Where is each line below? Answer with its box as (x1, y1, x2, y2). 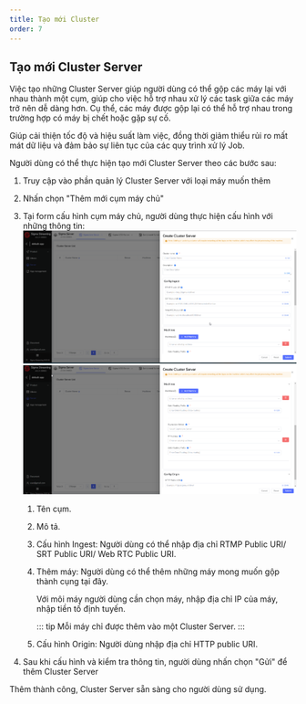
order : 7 (9, 24, 43, 34)
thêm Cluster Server (22, 666, 98, 677)
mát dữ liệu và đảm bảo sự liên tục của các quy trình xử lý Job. (9, 140, 246, 151)
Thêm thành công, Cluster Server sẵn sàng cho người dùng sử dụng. (9, 683, 267, 694)
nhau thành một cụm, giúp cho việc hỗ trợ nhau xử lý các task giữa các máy (9, 93, 294, 104)
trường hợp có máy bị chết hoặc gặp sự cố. (9, 112, 171, 123)
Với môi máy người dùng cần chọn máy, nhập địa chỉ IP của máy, (36, 594, 279, 604)
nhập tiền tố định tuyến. (36, 603, 126, 614)
